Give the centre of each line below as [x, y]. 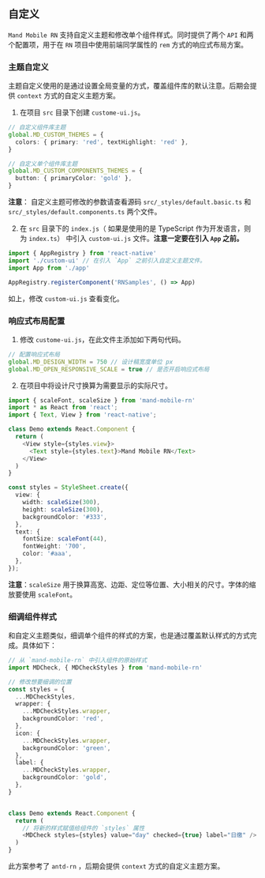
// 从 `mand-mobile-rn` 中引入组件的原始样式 [78, 661]
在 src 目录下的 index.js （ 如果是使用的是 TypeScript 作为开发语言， [132, 228]
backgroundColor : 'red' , [63, 719]
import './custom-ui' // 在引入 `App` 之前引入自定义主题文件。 [107, 260]
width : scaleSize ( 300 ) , [62, 503]
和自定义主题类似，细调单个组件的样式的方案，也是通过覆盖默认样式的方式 [129, 635]
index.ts [43, 239]
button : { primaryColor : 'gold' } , [74, 179]
